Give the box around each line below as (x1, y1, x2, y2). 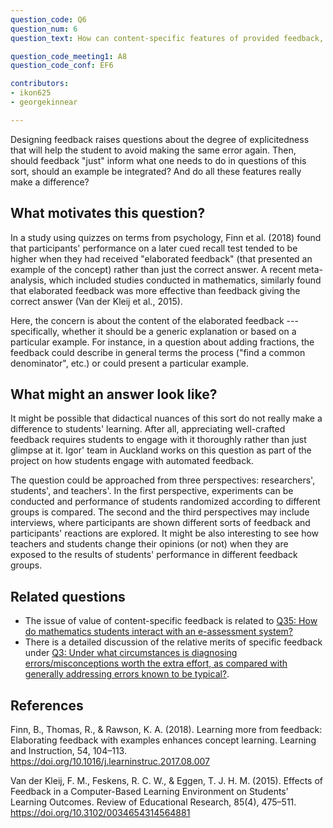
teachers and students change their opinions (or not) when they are (10, 538, 289, 550)
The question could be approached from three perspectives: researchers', (10, 474, 316, 486)
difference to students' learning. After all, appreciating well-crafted (10, 423, 286, 435)
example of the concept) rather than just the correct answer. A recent (10, 263, 297, 275)
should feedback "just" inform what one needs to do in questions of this (10, 154, 307, 166)
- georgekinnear (10, 97, 78, 107)
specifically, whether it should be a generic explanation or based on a (10, 325, 297, 337)
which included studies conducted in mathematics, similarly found (48, 274, 322, 286)
